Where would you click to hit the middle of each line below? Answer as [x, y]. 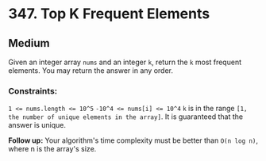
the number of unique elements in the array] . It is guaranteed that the [126, 117]
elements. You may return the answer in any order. [91, 71]
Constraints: [33, 90]
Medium [29, 43]
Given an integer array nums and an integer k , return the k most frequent [125, 62]
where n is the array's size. [52, 149]
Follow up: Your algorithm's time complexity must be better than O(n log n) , [133, 140]
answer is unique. [37, 125]
